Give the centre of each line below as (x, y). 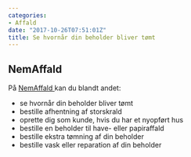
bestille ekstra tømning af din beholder (82, 137)
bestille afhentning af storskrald (71, 111)
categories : (27, 15)
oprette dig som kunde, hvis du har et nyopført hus (101, 120)
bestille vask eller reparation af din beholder (90, 145)
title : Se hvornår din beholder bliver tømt (82, 37)
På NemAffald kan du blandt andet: (65, 88)
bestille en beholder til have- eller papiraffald (92, 128)
